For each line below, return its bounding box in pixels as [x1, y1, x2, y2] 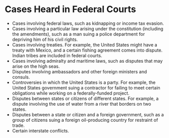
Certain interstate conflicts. [12, 127, 70, 133]
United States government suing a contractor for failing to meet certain [12, 84, 160, 90]
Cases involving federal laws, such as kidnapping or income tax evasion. [12, 20, 164, 26]
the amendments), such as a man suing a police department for [12, 31, 145, 37]
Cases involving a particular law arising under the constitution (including [12, 25, 163, 31]
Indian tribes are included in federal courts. [12, 52, 103, 59]
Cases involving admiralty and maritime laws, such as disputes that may [12, 58, 163, 64]
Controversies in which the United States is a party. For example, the [12, 79, 156, 85]
